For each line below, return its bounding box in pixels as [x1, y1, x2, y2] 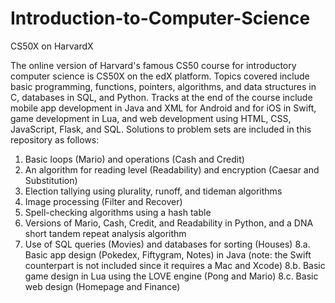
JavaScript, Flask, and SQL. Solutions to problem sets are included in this [10, 123, 312, 135]
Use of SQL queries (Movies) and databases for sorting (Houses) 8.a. [24, 238, 311, 250]
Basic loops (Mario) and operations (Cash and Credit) [24, 153, 245, 165]
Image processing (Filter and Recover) [24, 195, 183, 207]
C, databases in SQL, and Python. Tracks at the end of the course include [10, 91, 313, 103]
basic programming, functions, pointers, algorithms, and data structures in [10, 80, 317, 92]
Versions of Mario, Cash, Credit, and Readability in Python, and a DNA [24, 217, 314, 229]
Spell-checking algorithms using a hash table [24, 206, 212, 218]
